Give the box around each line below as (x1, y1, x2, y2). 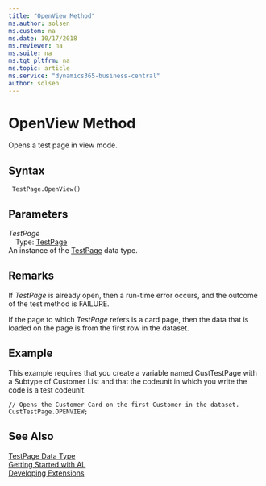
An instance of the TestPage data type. (8, 246, 139, 255)
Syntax (8, 164, 45, 177)
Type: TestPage (15, 237, 68, 247)
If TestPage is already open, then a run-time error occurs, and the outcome (8, 290, 258, 300)
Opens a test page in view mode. (8, 140, 118, 150)
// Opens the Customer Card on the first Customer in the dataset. (8, 401, 240, 409)
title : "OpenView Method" (8, 11, 95, 20)
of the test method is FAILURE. (8, 299, 110, 309)
